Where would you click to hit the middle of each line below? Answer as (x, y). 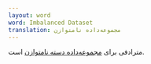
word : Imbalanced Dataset (50, 23)
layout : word (29, 15)
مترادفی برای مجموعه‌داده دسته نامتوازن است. (76, 52)
